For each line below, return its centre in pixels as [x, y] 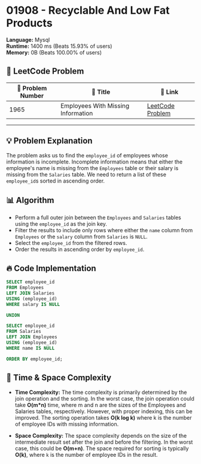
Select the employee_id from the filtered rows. [71, 243]
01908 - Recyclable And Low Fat [88, 10]
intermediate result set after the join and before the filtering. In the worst [104, 442]
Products [29, 23]
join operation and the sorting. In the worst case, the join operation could [104, 398]
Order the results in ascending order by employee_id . [80, 250]
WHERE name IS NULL [31, 348]
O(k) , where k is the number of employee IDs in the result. [86, 454]
